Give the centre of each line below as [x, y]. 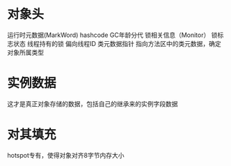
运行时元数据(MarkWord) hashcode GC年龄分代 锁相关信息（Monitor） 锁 [112, 35]
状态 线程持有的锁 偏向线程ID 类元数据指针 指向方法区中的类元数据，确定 [117, 43]
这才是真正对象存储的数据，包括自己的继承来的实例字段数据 [93, 104]
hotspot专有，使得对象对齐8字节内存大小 [66, 155]
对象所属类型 [25, 52]
